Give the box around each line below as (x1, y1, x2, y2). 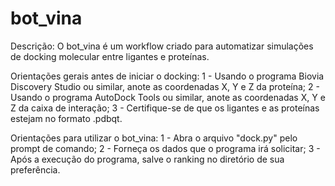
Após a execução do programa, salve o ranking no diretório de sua (10, 153, 285, 165)
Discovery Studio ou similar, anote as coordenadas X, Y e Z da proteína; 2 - (10, 80, 320, 92)
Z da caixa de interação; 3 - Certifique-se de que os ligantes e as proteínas (10, 102, 320, 114)
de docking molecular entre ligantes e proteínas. (10, 50, 210, 62)
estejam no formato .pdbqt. (10, 112, 123, 124)
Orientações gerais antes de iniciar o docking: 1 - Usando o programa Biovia (10, 70, 325, 82)
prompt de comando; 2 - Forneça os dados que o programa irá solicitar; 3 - (10, 142, 321, 154)
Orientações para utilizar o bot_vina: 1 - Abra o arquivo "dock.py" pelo (10, 132, 298, 144)
